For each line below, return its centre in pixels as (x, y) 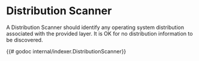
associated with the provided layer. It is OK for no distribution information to (99, 33)
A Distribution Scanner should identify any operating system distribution (95, 27)
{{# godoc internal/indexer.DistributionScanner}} (66, 51)
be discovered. (25, 40)
